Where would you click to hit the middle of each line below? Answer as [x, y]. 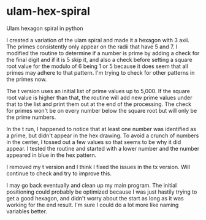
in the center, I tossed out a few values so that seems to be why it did [94, 142]
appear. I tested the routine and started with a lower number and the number [103, 148]
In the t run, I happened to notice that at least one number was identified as [101, 129]
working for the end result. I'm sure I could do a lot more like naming [93, 205]
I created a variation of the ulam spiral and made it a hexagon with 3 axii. [98, 40]
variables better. [27, 211]
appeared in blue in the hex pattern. [51, 155]
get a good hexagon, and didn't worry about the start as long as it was [95, 198]
